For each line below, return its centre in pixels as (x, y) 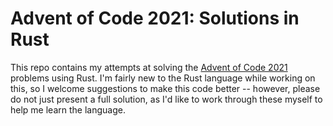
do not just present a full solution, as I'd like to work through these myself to (166, 99)
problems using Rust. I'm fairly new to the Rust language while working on (163, 78)
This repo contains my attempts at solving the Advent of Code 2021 (149, 67)
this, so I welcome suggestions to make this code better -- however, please (165, 88)
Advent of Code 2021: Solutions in (155, 18)
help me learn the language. (68, 109)
